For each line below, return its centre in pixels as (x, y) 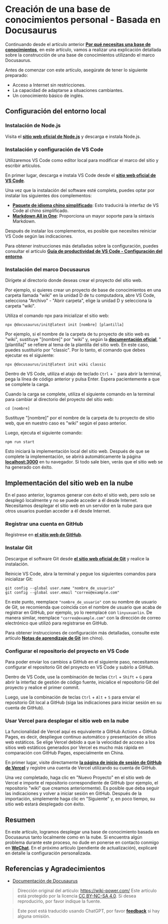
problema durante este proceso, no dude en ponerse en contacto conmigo (82, 842)
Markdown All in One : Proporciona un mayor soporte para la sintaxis (83, 215)
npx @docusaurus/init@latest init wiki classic (56, 364)
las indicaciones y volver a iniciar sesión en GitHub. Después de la (73, 793)
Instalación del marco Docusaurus (47, 269)
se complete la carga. (27, 384)
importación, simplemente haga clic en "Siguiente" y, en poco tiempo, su (80, 799)
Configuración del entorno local (56, 111)
